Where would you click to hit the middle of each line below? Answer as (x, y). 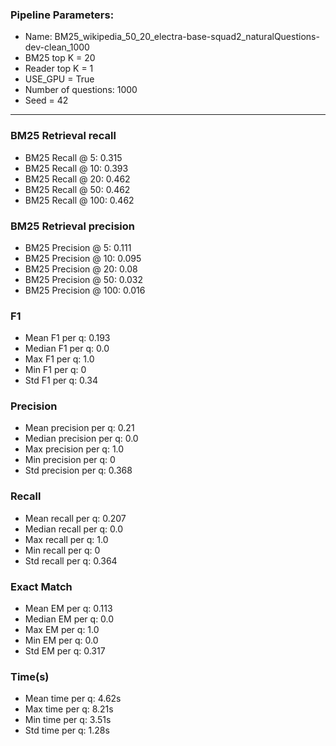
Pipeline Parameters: (62, 15)
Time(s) (30, 676)
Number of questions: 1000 (81, 90)
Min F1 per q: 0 (55, 370)
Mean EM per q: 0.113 (68, 609)
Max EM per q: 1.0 (62, 630)
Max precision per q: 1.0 (74, 449)
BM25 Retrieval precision (72, 226)
